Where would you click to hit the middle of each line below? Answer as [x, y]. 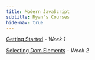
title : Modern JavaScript [38, 11]
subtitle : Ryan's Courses [38, 17]
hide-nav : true [25, 22]
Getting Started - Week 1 [36, 39]
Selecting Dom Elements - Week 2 [48, 51]
